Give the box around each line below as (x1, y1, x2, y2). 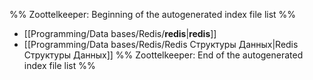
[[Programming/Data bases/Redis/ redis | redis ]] (23, 28, 217, 39)
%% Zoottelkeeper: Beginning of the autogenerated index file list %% (9, 9, 297, 20)
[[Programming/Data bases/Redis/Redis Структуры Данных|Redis (23, 39, 299, 50)
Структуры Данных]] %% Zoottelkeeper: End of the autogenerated (23, 49, 304, 61)
